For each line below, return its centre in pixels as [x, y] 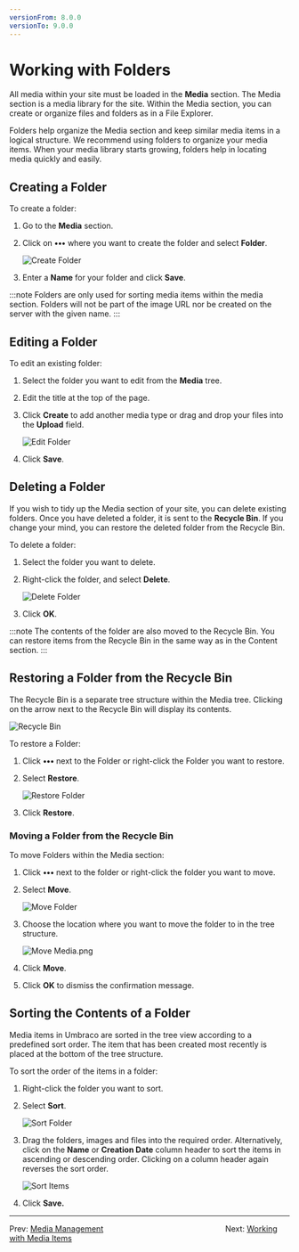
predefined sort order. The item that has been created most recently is [138, 1044]
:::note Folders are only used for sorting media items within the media [137, 295]
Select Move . [46, 889]
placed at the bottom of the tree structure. [86, 1053]
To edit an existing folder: [56, 364]
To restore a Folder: [45, 743]
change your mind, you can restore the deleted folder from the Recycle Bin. [147, 528]
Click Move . [44, 968]
